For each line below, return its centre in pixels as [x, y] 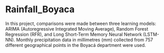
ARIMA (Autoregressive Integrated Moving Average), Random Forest [77, 29]
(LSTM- [151, 34]
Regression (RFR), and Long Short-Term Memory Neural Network [74, 34]
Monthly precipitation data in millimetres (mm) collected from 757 [85, 40]
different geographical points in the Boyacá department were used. [76, 45]
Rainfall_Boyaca [40, 9]
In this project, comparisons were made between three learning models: [81, 23]
